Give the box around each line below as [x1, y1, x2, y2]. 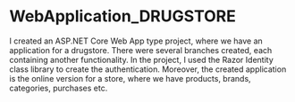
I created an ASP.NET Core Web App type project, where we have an [9, 35, 264, 46]
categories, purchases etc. [9, 82, 108, 93]
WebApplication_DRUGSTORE [9, 6, 237, 27]
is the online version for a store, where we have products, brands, [9, 73, 252, 83]
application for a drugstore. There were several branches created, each [9, 44, 273, 55]
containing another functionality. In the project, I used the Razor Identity [9, 54, 274, 65]
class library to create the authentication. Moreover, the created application [9, 64, 287, 75]
